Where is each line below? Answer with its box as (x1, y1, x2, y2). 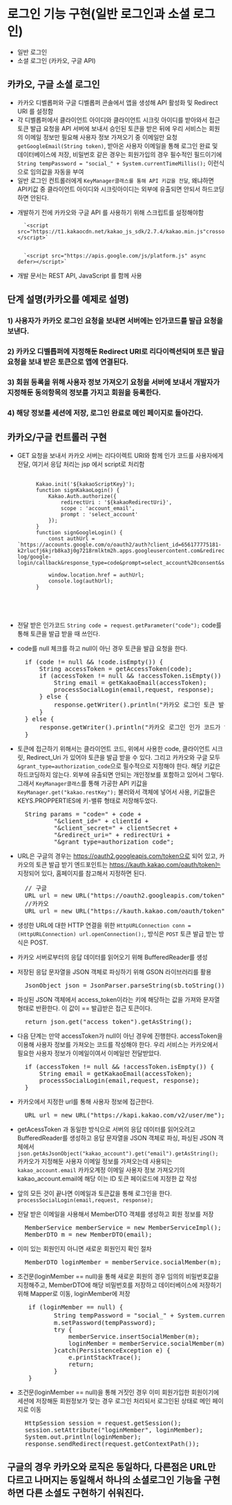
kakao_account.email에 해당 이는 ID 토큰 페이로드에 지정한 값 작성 (17, 1174, 197, 1183)
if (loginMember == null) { (28, 1303, 124, 1311)
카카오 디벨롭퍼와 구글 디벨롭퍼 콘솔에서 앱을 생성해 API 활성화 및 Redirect (17, 98, 218, 107)
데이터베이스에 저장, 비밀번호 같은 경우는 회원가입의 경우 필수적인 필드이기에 (17, 150, 222, 158)
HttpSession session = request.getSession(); (24, 1419, 182, 1427)
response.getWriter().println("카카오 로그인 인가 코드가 (39, 723, 221, 731)
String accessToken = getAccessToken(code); (39, 665, 193, 673)
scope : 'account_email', (61, 504, 135, 512)
